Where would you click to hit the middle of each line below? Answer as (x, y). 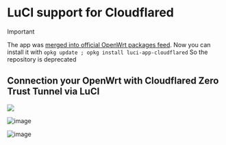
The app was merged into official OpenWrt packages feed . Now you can (109, 44)
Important (21, 31)
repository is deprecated (42, 59)
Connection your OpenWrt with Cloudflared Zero (113, 81)
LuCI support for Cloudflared (91, 13)
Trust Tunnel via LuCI (53, 91)
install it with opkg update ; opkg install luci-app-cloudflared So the (108, 52)
